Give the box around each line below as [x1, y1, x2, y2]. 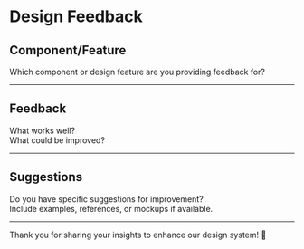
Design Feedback [9, 6, 143, 27]
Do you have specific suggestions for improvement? [9, 193, 204, 205]
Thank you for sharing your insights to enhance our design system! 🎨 [9, 229, 267, 240]
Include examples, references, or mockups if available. [9, 203, 214, 214]
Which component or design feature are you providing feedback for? [9, 66, 265, 77]
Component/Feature [9, 43, 127, 58]
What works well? [9, 125, 75, 136]
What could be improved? [9, 134, 106, 146]
